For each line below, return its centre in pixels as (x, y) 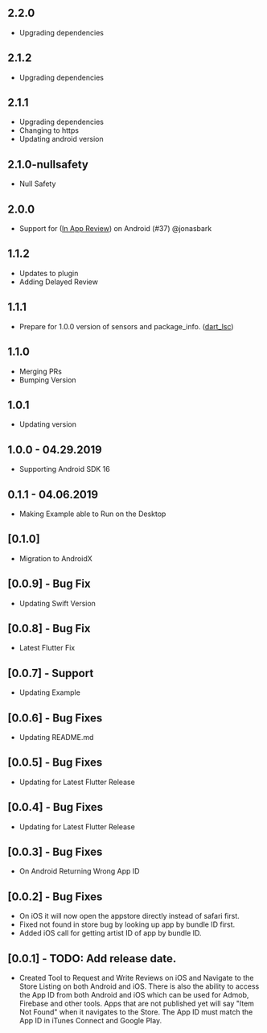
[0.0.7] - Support (51, 673)
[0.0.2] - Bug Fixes (55, 897)
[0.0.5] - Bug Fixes (55, 763)
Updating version (48, 424)
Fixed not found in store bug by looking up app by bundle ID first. (127, 924)
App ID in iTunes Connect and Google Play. (90, 1021)
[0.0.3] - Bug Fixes (55, 852)
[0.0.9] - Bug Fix (49, 584)
